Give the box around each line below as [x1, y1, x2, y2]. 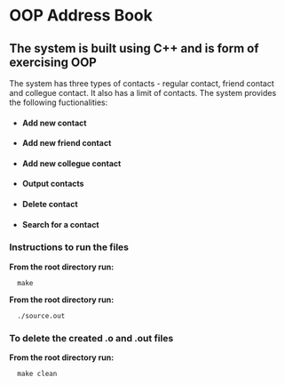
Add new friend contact [21, 138, 112, 148]
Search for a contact [21, 219, 99, 229]
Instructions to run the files [9, 241, 129, 253]
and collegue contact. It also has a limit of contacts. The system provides [9, 88, 277, 98]
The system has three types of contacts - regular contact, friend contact [9, 78, 275, 89]
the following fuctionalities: [9, 97, 108, 108]
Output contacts [21, 179, 84, 189]
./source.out [17, 311, 66, 320]
